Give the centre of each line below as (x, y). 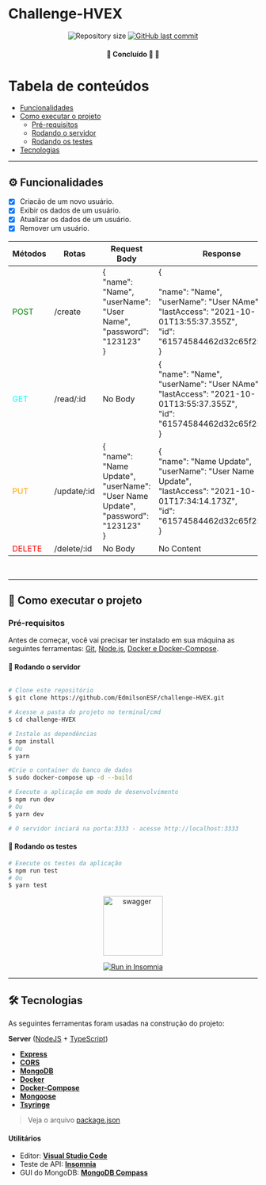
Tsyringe (34, 1105)
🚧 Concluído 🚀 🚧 (133, 54)
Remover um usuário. (54, 228)
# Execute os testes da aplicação (65, 863)
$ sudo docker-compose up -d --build (70, 778)
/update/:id (74, 491)
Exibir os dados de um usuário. (70, 210)
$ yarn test (28, 885)
